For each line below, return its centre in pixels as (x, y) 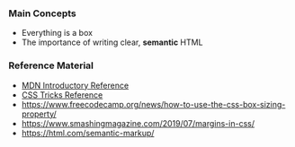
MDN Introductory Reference (75, 85)
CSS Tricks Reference (62, 95)
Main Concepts (43, 13)
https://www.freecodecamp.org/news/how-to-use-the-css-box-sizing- (153, 104)
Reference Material (51, 65)
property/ (39, 114)
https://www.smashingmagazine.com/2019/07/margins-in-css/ (138, 123)
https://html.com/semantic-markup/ (88, 133)
